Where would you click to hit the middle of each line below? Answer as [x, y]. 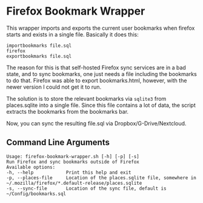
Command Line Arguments [58, 143]
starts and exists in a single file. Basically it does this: [72, 34]
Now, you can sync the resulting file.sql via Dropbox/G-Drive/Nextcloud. [96, 123]
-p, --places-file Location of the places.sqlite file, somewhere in [101, 177]
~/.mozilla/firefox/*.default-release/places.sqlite [74, 183]
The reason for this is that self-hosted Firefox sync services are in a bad [96, 67]
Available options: [31, 167]
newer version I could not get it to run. [54, 87]
